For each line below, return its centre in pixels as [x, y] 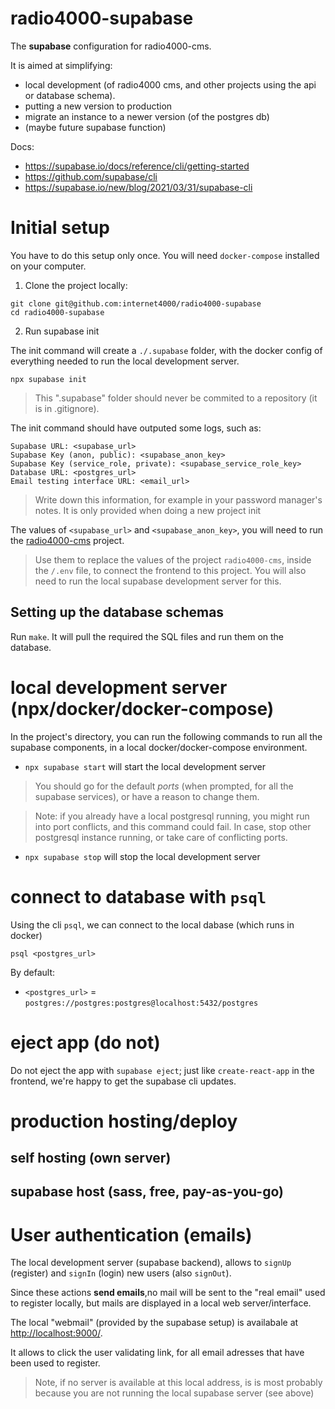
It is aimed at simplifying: [61, 65]
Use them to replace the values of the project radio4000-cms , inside [173, 559]
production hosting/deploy [124, 1121]
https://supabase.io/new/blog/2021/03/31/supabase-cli [138, 187]
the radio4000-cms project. [67, 540]
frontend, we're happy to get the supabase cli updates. [123, 1081]
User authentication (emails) [131, 1234]
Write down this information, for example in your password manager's [178, 499]
